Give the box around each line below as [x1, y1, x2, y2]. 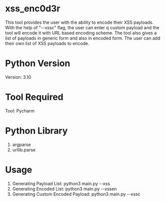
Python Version [5, 58, 70, 69]
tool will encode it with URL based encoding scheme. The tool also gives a [5, 30, 157, 36]
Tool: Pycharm [5, 107, 35, 114]
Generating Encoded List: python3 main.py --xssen [12, 186, 117, 192]
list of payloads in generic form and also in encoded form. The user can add [5, 35, 161, 41]
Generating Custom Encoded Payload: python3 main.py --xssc [12, 191, 141, 197]
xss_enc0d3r [5, 3, 60, 14]
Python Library [5, 125, 68, 136]
